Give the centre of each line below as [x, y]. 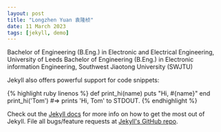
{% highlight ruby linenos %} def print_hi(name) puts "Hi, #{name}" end [109, 93]
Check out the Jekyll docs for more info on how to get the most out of [106, 114]
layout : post [26, 13]
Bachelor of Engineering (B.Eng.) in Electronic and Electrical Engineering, [111, 52]
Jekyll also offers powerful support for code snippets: [83, 80]
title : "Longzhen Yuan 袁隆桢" [51, 20]
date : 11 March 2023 [37, 26]
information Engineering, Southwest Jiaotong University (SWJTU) [100, 67]
